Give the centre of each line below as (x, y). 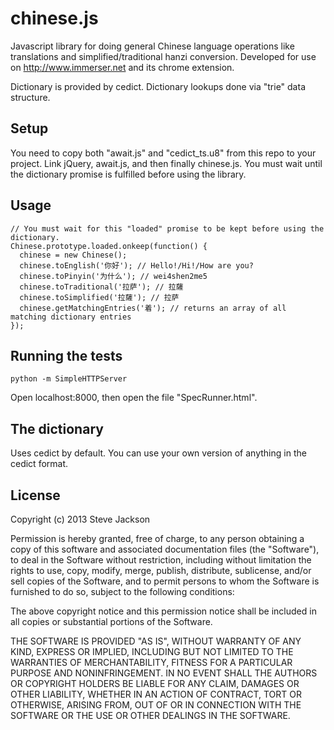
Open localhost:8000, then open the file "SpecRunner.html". (134, 398)
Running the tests (66, 355)
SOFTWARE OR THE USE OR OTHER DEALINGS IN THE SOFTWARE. (150, 715)
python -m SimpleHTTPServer (69, 379)
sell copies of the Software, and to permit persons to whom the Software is (165, 581)
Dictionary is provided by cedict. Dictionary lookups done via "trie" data (158, 86)
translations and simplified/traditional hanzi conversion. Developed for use (163, 56)
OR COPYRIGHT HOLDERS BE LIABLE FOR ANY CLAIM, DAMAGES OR (155, 683)
